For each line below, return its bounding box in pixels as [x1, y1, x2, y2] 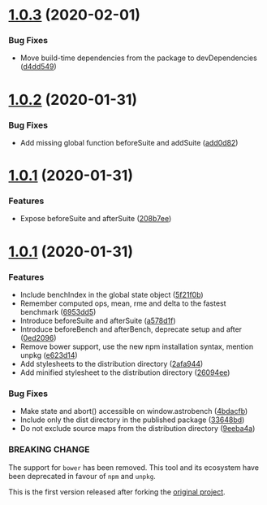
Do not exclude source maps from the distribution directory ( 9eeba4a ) [19, 424, 256, 433]
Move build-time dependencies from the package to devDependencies [19, 53, 257, 63]
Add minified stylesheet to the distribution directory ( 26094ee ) [19, 368, 230, 377]
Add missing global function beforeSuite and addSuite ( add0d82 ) [19, 137, 239, 147]
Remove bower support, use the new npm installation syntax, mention [19, 342, 254, 351]
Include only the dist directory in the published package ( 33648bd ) [19, 415, 245, 424]
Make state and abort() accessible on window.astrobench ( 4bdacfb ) [19, 407, 248, 416]
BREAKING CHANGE [8, 444, 90, 455]
